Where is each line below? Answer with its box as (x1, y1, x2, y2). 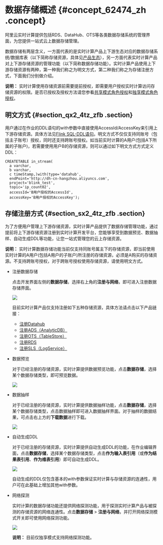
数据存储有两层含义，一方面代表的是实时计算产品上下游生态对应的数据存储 (5, 48, 154, 54)
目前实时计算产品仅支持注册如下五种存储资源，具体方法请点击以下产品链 (12, 304, 157, 310)
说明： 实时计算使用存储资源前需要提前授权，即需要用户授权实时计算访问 (5, 83, 151, 89)
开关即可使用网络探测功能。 (16, 515, 72, 521)
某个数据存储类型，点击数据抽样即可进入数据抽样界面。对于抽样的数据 (12, 408, 153, 414)
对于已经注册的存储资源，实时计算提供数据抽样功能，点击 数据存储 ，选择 (12, 402, 157, 408)
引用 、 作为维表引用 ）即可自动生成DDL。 (20, 456, 102, 462)
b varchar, (9, 167, 32, 172)
